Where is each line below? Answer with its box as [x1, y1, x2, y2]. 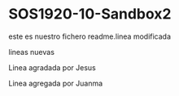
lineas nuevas [8, 47, 55, 56]
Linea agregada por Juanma [8, 78, 103, 88]
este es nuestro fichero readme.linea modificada [8, 31, 172, 41]
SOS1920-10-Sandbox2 [8, 5, 172, 23]
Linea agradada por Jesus [8, 62, 96, 73]
